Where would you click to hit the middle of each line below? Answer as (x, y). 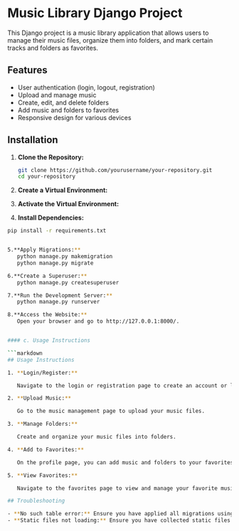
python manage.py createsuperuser (68, 282)
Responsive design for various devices (74, 117)
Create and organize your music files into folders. (96, 437)
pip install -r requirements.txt (57, 231)
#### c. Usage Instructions (49, 340)
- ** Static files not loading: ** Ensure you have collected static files (119, 520)
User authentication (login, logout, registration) (86, 87)
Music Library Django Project (95, 13)
